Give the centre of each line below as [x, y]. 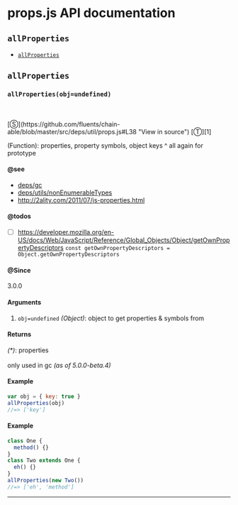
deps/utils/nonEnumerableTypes [65, 192]
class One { [25, 441]
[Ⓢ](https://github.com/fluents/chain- [64, 124]
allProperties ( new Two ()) [45, 481]
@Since [19, 270]
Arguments [24, 302]
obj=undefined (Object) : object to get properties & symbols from [111, 318]
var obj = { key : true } [44, 396]
